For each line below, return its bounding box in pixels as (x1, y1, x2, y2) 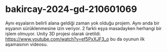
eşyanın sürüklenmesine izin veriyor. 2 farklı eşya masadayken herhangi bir (5, 25, 162, 31)
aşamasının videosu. (5, 41, 48, 47)
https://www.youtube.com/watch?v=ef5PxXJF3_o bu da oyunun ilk (5, 36, 145, 42)
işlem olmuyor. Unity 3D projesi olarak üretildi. (5, 30, 101, 36)
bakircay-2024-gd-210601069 (5, 3, 138, 15)
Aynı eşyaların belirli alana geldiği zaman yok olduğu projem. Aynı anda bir (5, 20, 160, 26)
